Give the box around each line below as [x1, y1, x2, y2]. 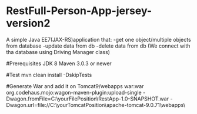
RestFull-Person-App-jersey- [6, 4, 152, 18]
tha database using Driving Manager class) [6, 48, 111, 55]
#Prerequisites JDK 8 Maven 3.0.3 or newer [6, 60, 112, 67]
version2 [6, 16, 51, 30]
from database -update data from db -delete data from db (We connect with [6, 42, 191, 49]
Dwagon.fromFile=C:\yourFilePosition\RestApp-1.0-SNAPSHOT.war [6, 95, 169, 102]
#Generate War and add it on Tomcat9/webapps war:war [6, 82, 144, 89]
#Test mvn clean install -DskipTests [6, 71, 92, 78]
